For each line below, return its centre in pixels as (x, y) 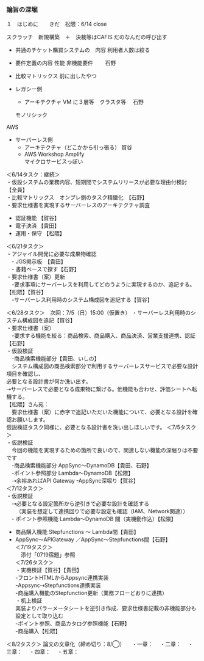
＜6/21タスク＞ (25, 246)
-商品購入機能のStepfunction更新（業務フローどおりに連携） (91, 593)
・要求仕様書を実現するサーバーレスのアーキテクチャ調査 (78, 205)
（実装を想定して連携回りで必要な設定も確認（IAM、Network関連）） (103, 511)
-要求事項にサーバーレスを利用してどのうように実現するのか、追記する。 (103, 285)
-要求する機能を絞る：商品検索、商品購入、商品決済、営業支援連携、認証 (104, 336)
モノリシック (31, 115)
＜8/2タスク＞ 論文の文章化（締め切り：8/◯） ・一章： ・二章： (94, 644)
